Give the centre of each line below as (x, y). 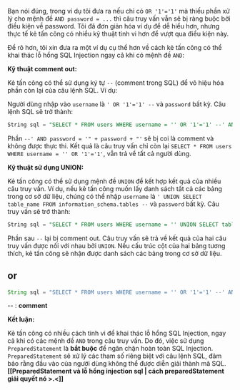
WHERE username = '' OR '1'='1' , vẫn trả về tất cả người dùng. (99, 153)
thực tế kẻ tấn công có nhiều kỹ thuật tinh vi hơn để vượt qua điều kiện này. (118, 34)
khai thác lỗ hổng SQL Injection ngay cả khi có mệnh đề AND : (96, 55)
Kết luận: (21, 319)
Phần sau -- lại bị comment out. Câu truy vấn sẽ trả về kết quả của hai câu (117, 238)
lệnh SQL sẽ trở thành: (40, 112)
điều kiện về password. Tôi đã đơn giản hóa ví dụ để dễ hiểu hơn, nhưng (114, 26)
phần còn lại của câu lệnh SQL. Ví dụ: (62, 90)
